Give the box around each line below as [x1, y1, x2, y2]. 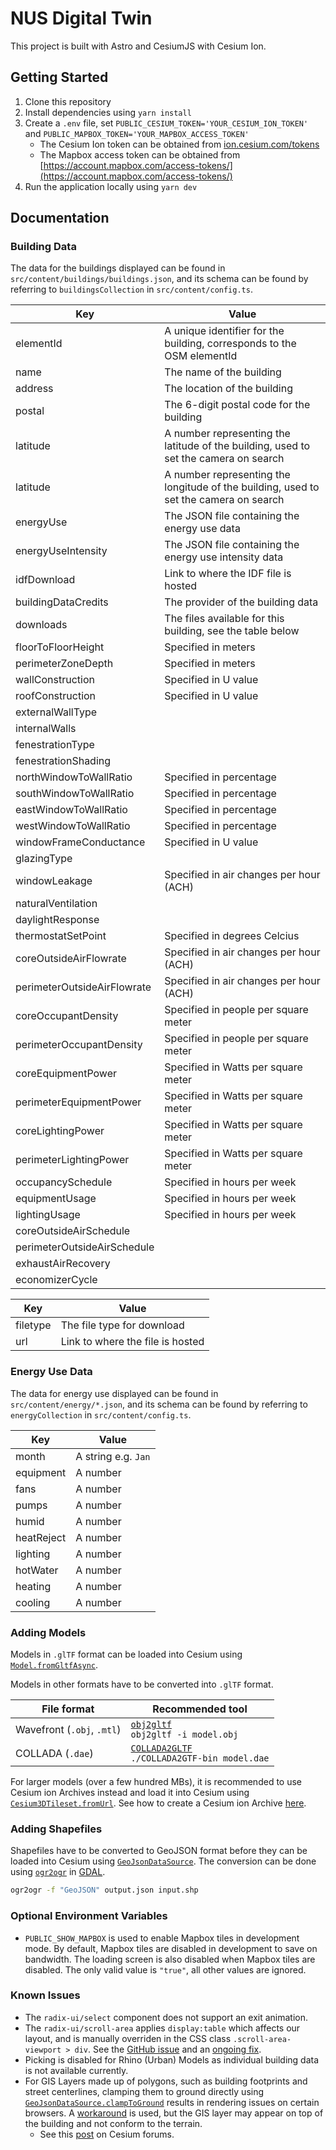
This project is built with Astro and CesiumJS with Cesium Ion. [10, 40, 267, 52]
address [15, 382, 54, 396]
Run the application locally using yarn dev [24, 180, 198, 192]
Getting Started [10, 69, 109, 86]
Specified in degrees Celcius [164, 929, 300, 943]
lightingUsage [15, 1208, 81, 1222]
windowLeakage [15, 874, 93, 888]
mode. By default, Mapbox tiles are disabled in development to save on [24, 1942, 318, 1954]
